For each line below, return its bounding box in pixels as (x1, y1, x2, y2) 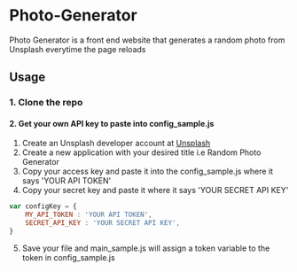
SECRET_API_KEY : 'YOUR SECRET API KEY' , (25, 219, 180, 228)
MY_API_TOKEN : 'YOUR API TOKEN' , (25, 210, 152, 220)
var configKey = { (9, 202, 77, 211)
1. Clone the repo (9, 97, 83, 109)
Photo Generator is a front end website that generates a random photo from (9, 35, 285, 45)
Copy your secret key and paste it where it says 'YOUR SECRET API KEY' (21, 185, 289, 196)
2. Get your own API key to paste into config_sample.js (9, 118, 215, 128)
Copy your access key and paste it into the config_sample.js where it (21, 166, 273, 177)
